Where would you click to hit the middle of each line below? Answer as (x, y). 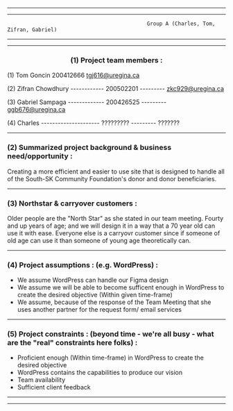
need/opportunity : (40, 156)
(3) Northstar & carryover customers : (72, 203)
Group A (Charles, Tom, (181, 24)
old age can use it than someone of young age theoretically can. (99, 240)
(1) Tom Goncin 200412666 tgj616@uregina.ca (74, 75)
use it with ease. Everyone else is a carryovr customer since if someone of (114, 233)
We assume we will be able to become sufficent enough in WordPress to (121, 287)
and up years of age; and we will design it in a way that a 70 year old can (111, 226)
